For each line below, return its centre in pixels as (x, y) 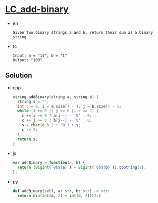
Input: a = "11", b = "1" (40, 56)
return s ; (28, 139)
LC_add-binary (37, 9)
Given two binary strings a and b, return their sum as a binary (83, 32)
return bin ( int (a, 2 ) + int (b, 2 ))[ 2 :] (59, 195)
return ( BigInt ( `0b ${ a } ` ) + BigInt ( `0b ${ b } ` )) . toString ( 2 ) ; (82, 168)
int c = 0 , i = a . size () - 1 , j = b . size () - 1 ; (69, 106)
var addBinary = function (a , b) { (49, 163)
